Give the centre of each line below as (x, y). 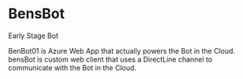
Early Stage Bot (34, 36)
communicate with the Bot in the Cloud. (72, 67)
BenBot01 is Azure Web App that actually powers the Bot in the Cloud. (121, 51)
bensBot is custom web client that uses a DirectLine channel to (110, 59)
